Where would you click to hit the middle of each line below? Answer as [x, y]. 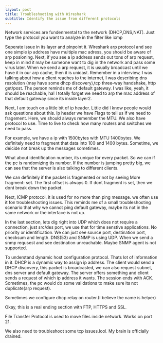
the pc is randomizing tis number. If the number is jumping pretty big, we [78, 163]
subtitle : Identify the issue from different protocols [63, 18]
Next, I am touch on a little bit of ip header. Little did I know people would [78, 108]
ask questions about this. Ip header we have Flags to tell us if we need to [78, 113]
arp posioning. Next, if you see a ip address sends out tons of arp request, [80, 57]
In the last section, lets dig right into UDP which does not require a [71, 222]
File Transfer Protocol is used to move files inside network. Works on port [79, 317]
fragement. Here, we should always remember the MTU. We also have [75, 118]
